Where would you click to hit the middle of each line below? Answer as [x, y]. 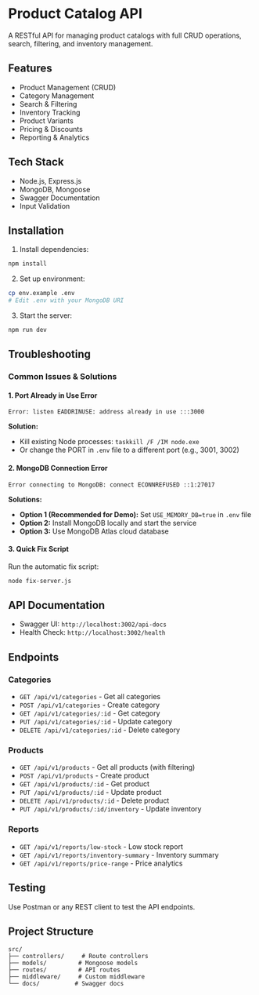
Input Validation [45, 206]
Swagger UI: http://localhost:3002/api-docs [93, 624]
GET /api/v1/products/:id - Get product [85, 784]
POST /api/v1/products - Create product [84, 776]
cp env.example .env [42, 293]
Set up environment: [52, 279]
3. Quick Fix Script [38, 549]
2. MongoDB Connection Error [58, 468]
